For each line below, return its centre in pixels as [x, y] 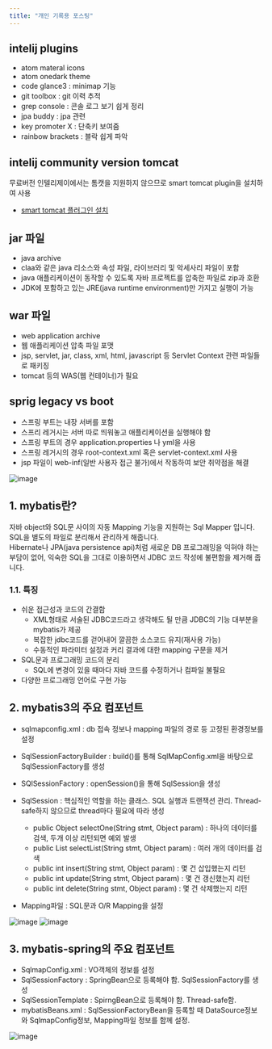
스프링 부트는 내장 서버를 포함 [67, 422]
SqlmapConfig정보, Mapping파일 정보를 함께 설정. [110, 1020]
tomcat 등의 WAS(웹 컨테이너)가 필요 [80, 376]
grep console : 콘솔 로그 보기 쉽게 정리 [82, 107]
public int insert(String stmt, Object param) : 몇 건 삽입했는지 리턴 [139, 868]
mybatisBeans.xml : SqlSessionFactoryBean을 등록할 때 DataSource [133, 1010]
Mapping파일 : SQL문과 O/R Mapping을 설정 [92, 905]
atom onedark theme [56, 77]
